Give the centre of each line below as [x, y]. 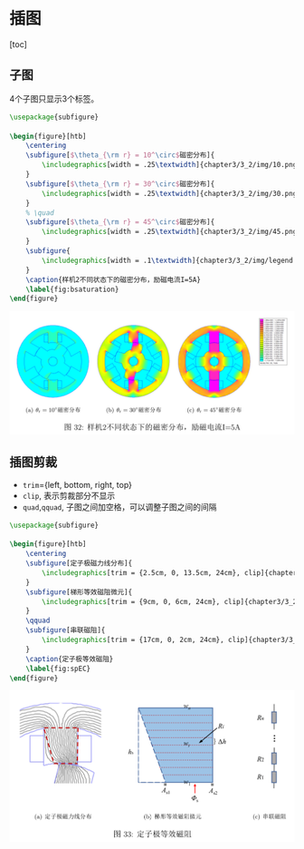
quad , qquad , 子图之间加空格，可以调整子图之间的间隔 [119, 507]
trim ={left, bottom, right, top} [77, 484]
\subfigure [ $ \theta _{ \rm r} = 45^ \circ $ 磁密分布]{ [120, 222]
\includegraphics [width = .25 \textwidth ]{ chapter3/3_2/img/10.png [170, 165]
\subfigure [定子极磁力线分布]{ [79, 563]
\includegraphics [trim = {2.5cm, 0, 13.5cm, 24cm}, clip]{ [156, 572]
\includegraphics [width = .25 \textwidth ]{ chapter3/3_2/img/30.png [170, 193]
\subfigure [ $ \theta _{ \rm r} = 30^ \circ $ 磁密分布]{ [120, 184]
